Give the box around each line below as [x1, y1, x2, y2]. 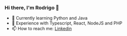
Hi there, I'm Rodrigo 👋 [4, 4, 59, 11]
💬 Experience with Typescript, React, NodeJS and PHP [11, 20, 123, 26]
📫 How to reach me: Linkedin [11, 26, 72, 32]
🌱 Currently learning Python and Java [11, 15, 88, 21]
